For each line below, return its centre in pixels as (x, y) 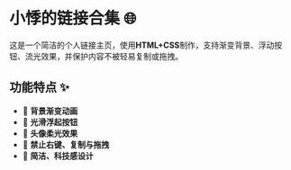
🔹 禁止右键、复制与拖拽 (66, 144)
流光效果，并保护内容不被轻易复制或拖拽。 (104, 56)
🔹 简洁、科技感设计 (58, 156)
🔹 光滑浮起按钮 (50, 121)
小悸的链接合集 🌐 (73, 18)
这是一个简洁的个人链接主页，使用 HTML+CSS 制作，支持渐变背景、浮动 (142, 45)
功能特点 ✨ (40, 88)
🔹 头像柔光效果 (50, 133)
